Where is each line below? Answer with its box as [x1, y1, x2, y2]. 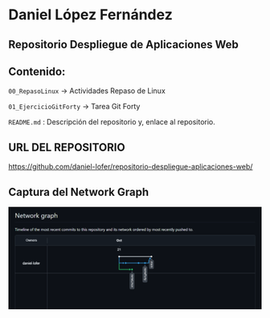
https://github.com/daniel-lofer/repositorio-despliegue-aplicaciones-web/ [8, 162, 253, 172]
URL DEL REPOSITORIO [8, 141, 126, 154]
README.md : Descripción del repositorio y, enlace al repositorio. [8, 117, 215, 127]
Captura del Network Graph [8, 185, 149, 198]
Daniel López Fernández [8, 6, 173, 24]
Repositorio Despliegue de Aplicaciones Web [8, 38, 239, 51]
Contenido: [8, 64, 66, 78]
